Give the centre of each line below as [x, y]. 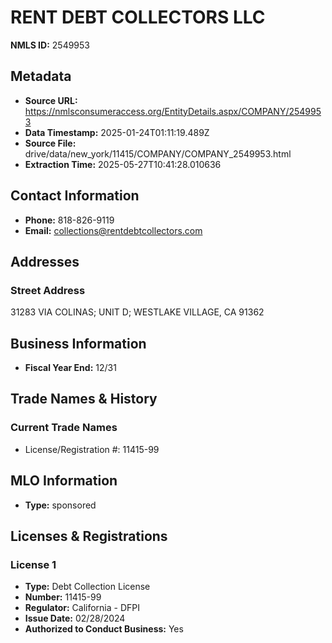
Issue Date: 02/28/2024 [75, 618]
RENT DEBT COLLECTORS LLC [138, 17]
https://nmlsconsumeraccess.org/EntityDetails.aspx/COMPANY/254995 [173, 111]
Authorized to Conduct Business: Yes [104, 629]
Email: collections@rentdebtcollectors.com [113, 230]
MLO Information [64, 481]
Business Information [78, 343]
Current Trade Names [64, 428]
